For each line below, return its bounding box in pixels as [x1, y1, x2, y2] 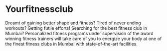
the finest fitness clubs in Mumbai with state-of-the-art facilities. [5, 41, 138, 47]
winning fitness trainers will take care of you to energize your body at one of [5, 36, 162, 42]
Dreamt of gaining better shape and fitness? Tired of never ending [5, 20, 141, 26]
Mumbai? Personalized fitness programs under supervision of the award [5, 30, 154, 36]
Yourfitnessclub [5, 3, 73, 15]
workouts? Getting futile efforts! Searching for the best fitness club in [5, 25, 147, 31]
